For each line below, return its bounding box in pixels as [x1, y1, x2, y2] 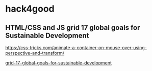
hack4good [5, 3, 55, 15]
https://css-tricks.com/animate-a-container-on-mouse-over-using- [5, 45, 147, 51]
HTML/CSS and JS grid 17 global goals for [5, 23, 140, 32]
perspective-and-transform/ [5, 50, 65, 56]
